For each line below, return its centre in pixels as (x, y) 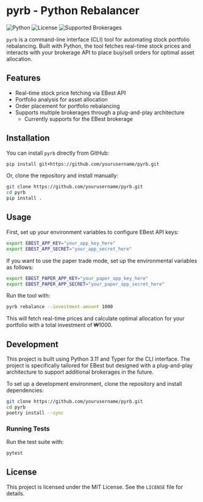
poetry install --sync (35, 413)
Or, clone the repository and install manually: (62, 175)
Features (23, 78)
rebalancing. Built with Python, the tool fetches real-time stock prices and (99, 46)
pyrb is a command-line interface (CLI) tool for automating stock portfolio (98, 39)
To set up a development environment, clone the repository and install (94, 384)
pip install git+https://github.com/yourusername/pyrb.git (83, 164)
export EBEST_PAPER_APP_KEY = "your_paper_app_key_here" (77, 278)
